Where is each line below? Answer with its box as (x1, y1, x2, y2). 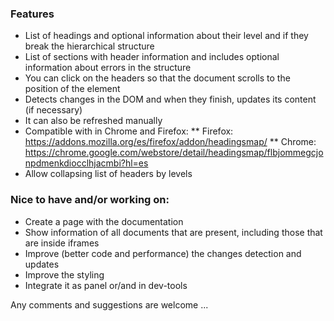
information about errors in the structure (24, 62, 192, 74)
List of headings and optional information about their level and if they (24, 30, 309, 42)
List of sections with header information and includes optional (24, 51, 280, 63)
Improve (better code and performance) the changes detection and (24, 247, 302, 259)
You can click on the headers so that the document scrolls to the (24, 72, 291, 84)
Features (10, 7, 55, 21)
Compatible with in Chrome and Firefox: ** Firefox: (24, 125, 234, 137)
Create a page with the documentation (24, 215, 184, 227)
